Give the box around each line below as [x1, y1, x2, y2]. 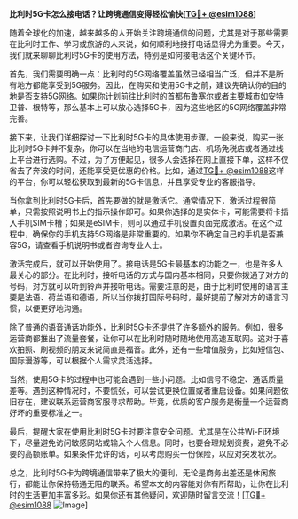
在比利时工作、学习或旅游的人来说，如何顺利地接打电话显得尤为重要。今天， [9, 39, 289, 49]
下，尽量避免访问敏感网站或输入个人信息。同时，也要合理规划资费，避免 [9, 437, 273, 448]
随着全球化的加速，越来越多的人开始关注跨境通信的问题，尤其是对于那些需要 [9, 28, 289, 38]
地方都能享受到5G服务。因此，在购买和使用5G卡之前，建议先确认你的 [16, 80, 271, 90]
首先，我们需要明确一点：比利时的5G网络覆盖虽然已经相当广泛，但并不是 [9, 68, 277, 79]
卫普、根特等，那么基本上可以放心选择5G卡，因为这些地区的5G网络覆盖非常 [9, 102, 286, 112]
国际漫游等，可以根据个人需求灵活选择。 [9, 355, 157, 365]
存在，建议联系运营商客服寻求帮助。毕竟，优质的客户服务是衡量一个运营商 [16, 396, 289, 407]
